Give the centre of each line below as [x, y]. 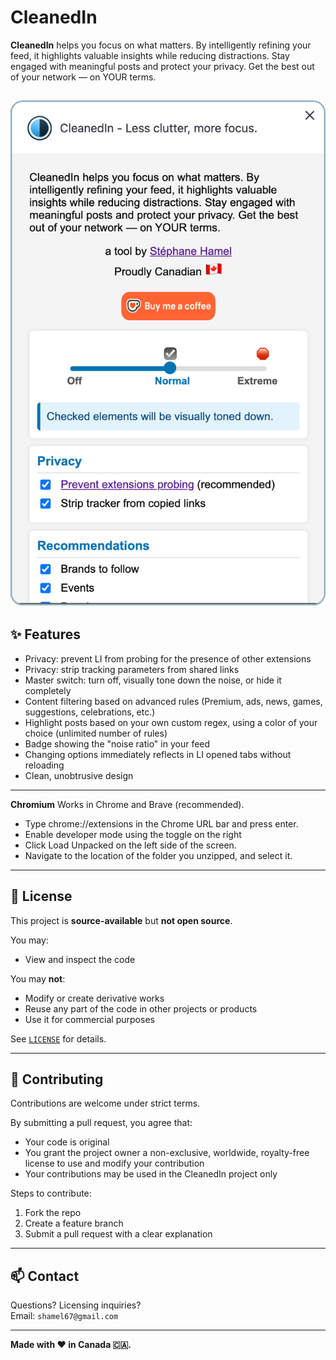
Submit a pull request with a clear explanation [118, 1234]
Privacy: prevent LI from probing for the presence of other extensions [168, 658]
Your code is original [67, 1142]
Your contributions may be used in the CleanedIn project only [151, 1174]
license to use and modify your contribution [114, 1163]
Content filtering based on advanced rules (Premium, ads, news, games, [173, 701]
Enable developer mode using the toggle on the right [133, 834]
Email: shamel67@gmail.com [64, 1316]
